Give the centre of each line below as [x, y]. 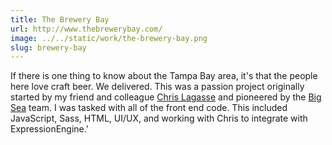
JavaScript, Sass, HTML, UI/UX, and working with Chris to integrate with [159, 118]
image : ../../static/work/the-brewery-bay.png [109, 38]
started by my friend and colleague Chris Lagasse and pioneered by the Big [166, 97]
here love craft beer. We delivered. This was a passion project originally [157, 87]
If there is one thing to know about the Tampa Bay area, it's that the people [164, 76]
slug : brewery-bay [48, 47]
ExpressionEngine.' [49, 129]
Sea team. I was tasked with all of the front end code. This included [149, 108]
